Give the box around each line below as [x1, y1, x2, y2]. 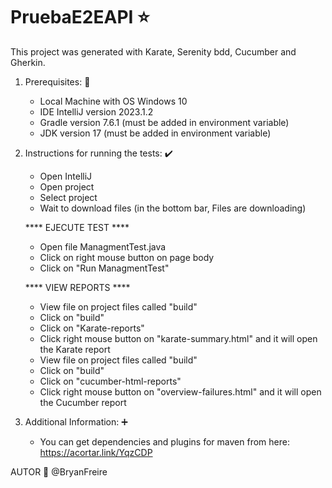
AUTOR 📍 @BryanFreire [10, 465, 108, 478]
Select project [39, 191, 98, 203]
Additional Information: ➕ [24, 415, 128, 428]
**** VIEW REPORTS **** [24, 281, 131, 293]
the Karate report [39, 343, 111, 355]
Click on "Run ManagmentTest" [39, 262, 170, 274]
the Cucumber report [39, 396, 127, 408]
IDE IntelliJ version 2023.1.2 [39, 105, 154, 118]
